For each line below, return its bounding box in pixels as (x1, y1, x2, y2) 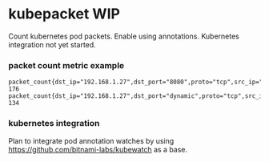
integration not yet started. (8, 39, 96, 49)
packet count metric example (8, 59, 125, 71)
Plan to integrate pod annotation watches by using (8, 136, 175, 145)
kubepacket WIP (8, 5, 120, 23)
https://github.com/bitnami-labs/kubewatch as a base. (8, 144, 188, 154)
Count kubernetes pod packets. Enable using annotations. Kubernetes (8, 31, 240, 41)
